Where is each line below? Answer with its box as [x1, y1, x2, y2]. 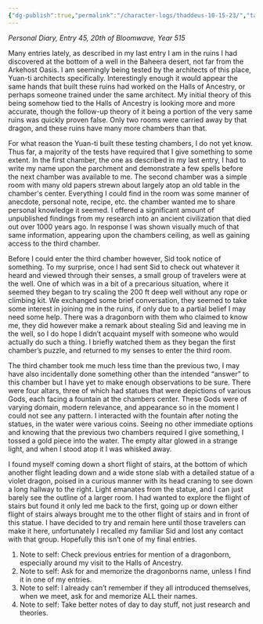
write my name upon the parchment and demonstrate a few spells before [8, 163, 243, 173]
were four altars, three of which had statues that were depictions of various [8, 385, 252, 395]
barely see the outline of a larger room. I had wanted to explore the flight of [8, 492, 250, 502]
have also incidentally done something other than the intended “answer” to [8, 369, 250, 378]
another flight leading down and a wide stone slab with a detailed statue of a [8, 468, 254, 477]
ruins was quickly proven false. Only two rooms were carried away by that [8, 115, 247, 124]
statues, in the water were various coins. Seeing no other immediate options [8, 419, 254, 429]
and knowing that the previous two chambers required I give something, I [8, 427, 244, 436]
